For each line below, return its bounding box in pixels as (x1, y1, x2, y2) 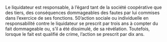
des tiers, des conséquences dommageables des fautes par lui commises (5, 10, 160, 16)
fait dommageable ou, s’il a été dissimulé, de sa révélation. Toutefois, (5, 26, 150, 32)
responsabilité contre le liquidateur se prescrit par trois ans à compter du (5, 20, 158, 26)
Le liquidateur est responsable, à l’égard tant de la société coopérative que (5, 5, 162, 10)
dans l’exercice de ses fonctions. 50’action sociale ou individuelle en (5, 15, 149, 21)
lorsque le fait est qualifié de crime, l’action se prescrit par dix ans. (5, 31, 145, 37)
